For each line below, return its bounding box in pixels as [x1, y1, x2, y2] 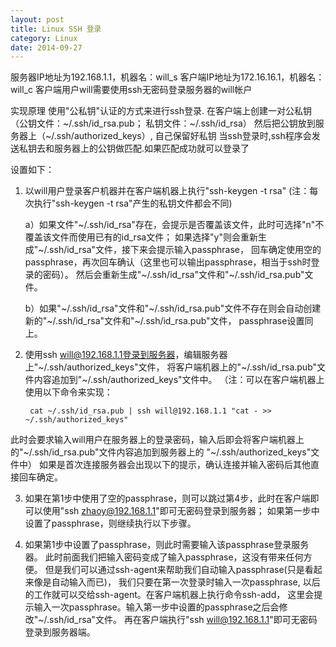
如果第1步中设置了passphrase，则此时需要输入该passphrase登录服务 [24, 539, 310, 551]
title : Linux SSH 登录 [10, 24, 102, 34]
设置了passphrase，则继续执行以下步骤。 [24, 517, 197, 530]
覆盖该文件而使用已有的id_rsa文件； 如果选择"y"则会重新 [24, 231, 258, 243]
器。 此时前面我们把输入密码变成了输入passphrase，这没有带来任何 [24, 551, 304, 563]
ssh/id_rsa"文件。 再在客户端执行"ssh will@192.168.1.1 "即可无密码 [49, 614, 318, 626]
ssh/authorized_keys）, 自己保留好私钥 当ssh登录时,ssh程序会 [56, 130, 312, 142]
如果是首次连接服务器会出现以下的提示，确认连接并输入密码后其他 [38, 459, 311, 471]
